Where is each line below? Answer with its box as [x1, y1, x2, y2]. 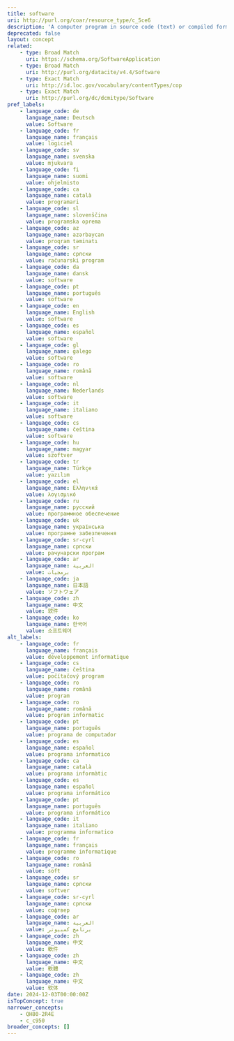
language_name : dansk [25, 270, 89, 277]
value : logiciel [25, 140, 73, 147]
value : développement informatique [25, 653, 130, 660]
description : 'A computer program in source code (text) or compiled [7, 23, 214, 30]
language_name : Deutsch [25, 114, 95, 121]
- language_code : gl [19, 342, 79, 349]
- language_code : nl [19, 380, 79, 388]
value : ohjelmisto [25, 179, 79, 186]
